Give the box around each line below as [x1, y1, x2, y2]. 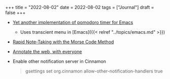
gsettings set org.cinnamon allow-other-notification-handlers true [25, 68, 163, 74]
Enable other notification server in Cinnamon [12, 58, 107, 64]
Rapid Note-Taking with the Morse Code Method [12, 39, 114, 45]
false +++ [5, 10, 26, 16]
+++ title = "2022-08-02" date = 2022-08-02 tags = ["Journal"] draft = [5, 5, 154, 10]
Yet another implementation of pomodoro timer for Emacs [12, 20, 133, 25]
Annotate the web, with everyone [12, 49, 82, 54]
